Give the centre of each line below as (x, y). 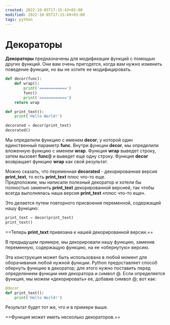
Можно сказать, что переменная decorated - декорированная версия (81, 171)
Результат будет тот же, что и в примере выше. (57, 307)
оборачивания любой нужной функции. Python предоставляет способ (81, 262)
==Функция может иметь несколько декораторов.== (63, 317)
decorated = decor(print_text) (38, 126)
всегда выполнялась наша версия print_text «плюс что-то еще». (76, 193)
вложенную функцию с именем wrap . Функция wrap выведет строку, (81, 151)
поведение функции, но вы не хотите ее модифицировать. (69, 70)
